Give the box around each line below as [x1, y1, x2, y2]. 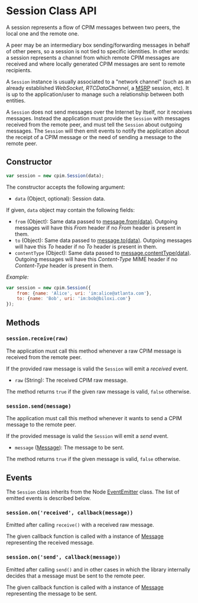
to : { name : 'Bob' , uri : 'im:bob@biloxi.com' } [17, 296, 131, 302]
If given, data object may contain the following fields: [6, 206, 135, 214]
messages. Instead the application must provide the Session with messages [6, 114, 190, 122]
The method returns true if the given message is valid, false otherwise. [6, 456, 181, 463]
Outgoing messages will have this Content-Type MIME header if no [14, 256, 178, 263]
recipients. [6, 66, 32, 73]
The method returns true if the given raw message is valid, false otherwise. [6, 388, 191, 395]
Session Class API [6, 4, 97, 18]
